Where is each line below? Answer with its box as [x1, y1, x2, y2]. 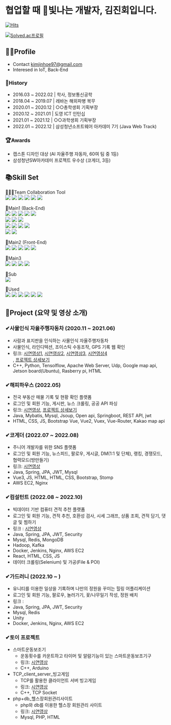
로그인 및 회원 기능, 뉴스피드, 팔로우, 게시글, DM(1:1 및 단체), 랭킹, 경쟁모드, [12, 450, 162, 457]
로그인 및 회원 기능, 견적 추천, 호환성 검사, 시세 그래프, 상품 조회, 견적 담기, [12, 513, 161, 519]
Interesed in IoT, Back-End [12, 66, 68, 72]
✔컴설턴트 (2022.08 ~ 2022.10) [5, 494, 83, 501]
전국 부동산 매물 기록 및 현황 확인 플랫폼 [12, 394, 92, 400]
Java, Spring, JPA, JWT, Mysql [12, 469, 78, 475]
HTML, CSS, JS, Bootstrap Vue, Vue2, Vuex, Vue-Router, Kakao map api [12, 418, 165, 424]
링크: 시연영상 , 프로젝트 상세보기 [12, 407, 78, 413]
